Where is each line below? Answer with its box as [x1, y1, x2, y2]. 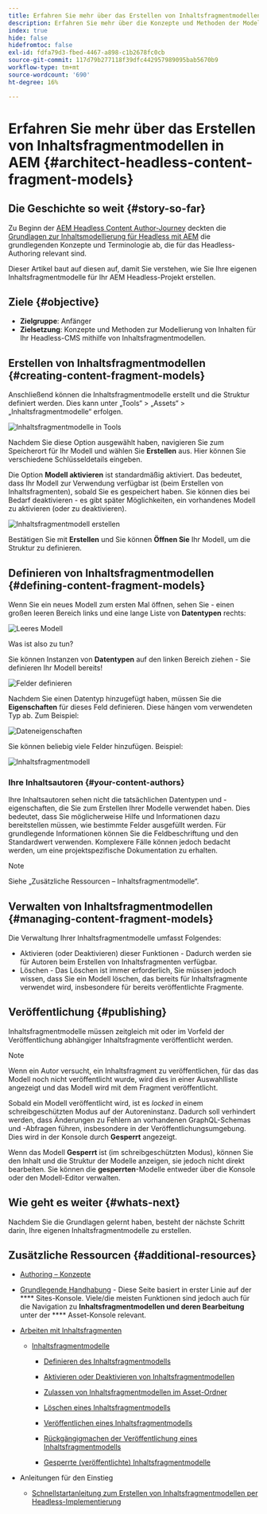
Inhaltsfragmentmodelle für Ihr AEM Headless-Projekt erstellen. [8, 272, 216, 282]
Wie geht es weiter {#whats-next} [8, 1196, 180, 1210]
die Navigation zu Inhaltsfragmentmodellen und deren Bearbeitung [19, 1302, 245, 1312]
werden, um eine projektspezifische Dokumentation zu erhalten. [8, 845, 219, 856]
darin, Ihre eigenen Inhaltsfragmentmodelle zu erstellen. [8, 1225, 192, 1235]
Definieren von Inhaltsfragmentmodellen [8, 566, 215, 579]
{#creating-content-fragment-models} [8, 369, 205, 382]
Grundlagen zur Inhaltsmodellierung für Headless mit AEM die [8, 232, 211, 241]
